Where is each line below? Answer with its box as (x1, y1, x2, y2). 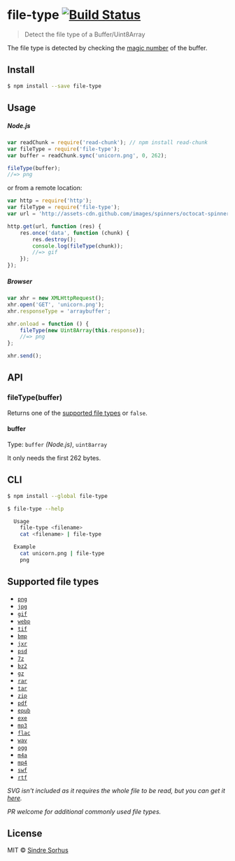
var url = (7, 211, 36, 218)
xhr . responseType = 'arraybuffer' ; (7, 308, 111, 315)
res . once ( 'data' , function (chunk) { (20, 229, 130, 236)
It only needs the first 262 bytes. (7, 453, 101, 462)
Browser (7, 277, 33, 285)
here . (7, 794, 22, 802)
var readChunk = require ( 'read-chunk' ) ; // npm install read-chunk (7, 138, 208, 146)
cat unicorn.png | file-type (20, 550, 105, 557)
